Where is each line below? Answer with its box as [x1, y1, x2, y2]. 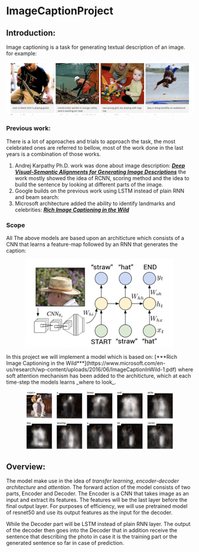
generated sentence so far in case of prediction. [6, 539, 124, 546]
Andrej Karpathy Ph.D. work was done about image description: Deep [14, 162, 185, 169]
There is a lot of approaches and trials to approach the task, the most [6, 138, 176, 145]
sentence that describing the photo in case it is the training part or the [6, 533, 178, 540]
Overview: [6, 462, 46, 472]
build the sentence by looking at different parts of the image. [14, 181, 163, 188]
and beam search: [14, 193, 59, 200]
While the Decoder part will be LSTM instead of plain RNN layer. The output [6, 520, 191, 527]
